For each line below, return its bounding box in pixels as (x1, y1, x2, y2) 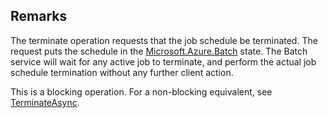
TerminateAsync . (10, 96, 80, 108)
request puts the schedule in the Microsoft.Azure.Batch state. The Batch (10, 45, 308, 57)
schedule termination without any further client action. (10, 66, 234, 78)
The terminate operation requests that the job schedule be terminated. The (10, 34, 318, 46)
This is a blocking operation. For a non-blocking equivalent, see (10, 85, 273, 98)
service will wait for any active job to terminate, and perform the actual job (10, 55, 317, 68)
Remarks (10, 8, 68, 25)
